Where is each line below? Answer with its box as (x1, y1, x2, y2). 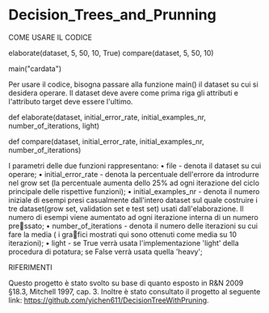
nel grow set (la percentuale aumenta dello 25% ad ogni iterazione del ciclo (8, 178, 260, 188)
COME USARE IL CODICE (8, 32, 93, 42)
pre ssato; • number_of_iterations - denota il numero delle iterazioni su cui (8, 221, 258, 231)
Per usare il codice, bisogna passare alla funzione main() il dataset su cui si (8, 79, 258, 89)
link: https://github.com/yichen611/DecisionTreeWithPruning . (8, 295, 209, 305)
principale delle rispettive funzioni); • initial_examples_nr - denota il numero (8, 186, 260, 196)
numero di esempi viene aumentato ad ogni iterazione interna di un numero (8, 212, 258, 222)
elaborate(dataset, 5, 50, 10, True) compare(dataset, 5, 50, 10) (8, 48, 214, 57)
